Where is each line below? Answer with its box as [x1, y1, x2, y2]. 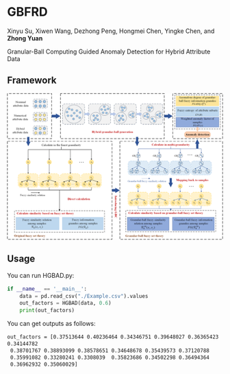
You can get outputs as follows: [7, 320, 96, 328]
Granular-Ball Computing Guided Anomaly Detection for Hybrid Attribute [7, 47, 211, 56]
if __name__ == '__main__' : [7, 285, 88, 292]
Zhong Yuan [7, 34, 43, 42]
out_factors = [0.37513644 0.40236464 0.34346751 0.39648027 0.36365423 [7, 334, 219, 340]
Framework [7, 75, 57, 86]
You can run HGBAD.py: [7, 271, 75, 279]
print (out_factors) [19, 307, 75, 314]
